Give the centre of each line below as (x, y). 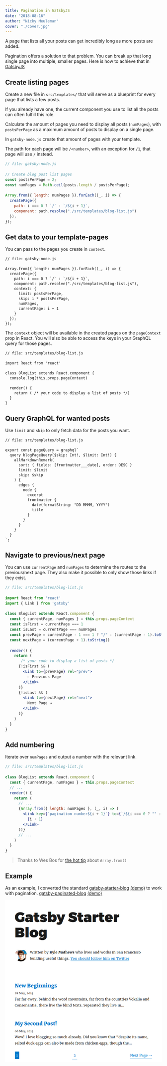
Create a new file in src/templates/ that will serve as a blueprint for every (80, 94)
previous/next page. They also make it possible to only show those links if (81, 572)
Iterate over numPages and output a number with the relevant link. (71, 757)
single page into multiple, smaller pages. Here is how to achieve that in (78, 61)
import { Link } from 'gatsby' (38, 603)
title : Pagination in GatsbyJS (38, 10)
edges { (26, 485)
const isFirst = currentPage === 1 (46, 624)
